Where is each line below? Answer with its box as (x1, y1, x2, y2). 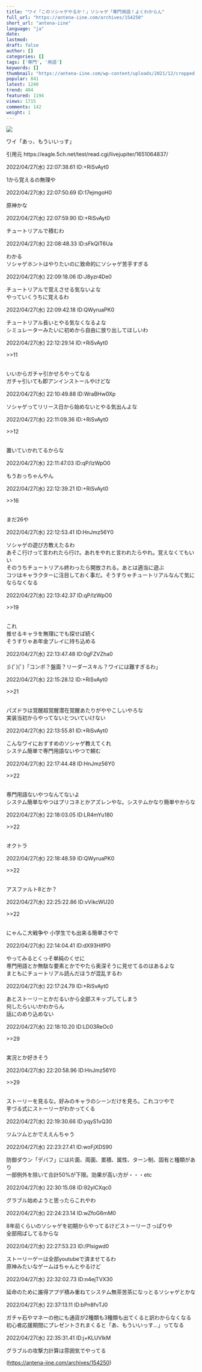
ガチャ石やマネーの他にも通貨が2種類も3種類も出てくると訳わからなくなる (6, 1314, 192, 1321)
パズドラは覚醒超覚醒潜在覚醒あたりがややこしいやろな (6, 707, 143, 714)
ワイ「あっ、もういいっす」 (6, 138, 75, 145)
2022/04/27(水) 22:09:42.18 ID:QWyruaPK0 (6, 306, 115, 313)
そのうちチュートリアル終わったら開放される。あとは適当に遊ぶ (6, 564, 164, 571)
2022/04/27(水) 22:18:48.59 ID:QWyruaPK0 (6, 855, 115, 862)
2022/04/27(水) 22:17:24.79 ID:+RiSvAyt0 (6, 982, 109, 990)
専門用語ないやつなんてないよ (6, 791, 80, 798)
